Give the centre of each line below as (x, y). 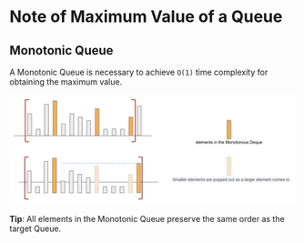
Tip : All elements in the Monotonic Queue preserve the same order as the (147, 218)
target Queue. (35, 228)
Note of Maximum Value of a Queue (146, 17)
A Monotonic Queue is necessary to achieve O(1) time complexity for (139, 72)
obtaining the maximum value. (66, 82)
